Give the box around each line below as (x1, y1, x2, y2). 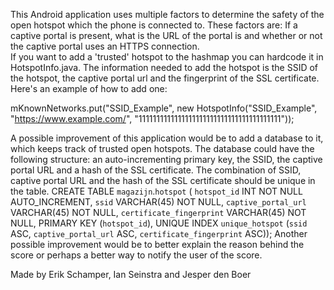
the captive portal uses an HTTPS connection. (10, 40, 200, 52)
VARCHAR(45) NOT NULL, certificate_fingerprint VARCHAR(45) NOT (10, 207, 307, 218)
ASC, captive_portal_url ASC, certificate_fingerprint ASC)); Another (10, 228, 308, 239)
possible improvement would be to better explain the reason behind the (10, 239, 305, 250)
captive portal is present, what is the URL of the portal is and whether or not (10, 30, 323, 41)
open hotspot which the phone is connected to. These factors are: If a (10, 19, 298, 31)
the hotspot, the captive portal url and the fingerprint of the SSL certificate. (10, 72, 320, 84)
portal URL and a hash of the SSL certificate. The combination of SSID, (10, 164, 302, 176)
